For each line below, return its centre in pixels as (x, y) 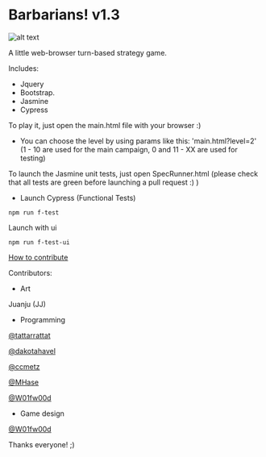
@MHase (23, 382)
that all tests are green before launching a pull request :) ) (104, 182)
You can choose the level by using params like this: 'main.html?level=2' (138, 141)
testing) (33, 158)
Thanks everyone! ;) (42, 444)
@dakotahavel (32, 351)
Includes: (23, 68)
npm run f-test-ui (39, 242)
